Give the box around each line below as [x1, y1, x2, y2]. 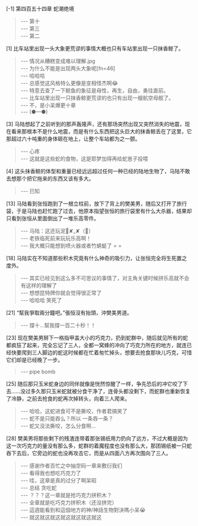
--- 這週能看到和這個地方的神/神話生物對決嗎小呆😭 [20, 507, 146, 513]
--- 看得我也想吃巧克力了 [20, 469, 81, 476]
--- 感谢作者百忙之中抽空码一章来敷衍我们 [20, 462, 123, 469]
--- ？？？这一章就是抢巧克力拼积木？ [20, 492, 113, 498]
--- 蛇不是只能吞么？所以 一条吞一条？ [20, 415, 114, 422]
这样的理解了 [25, 282, 57, 289]
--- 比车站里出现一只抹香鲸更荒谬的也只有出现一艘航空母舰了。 [20, 94, 174, 101]
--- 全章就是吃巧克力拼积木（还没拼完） [20, 499, 118, 506]
